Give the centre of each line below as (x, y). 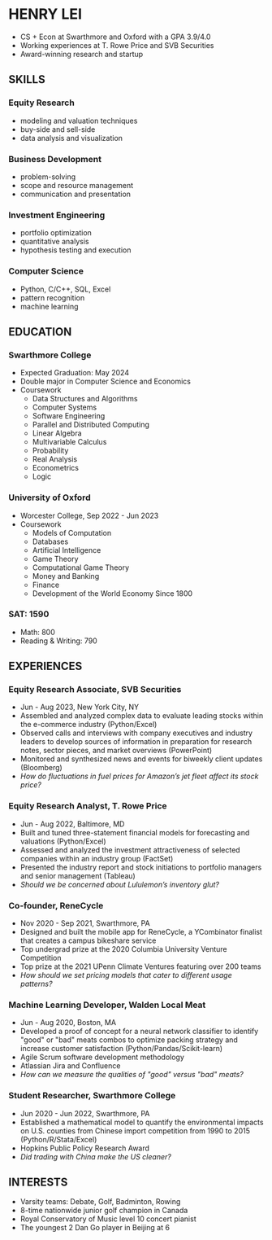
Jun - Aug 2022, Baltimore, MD (72, 824)
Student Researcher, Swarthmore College (92, 1096)
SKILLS (27, 79)
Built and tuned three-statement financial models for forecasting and (135, 832)
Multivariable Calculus (69, 442)
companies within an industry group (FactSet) (97, 858)
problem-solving (47, 177)
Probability (50, 451)
